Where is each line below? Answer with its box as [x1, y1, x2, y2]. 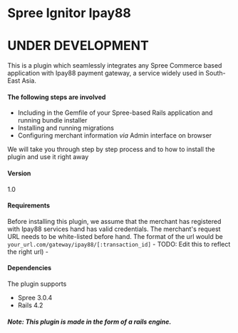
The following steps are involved [7, 93, 106, 101]
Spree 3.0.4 [17, 293, 53, 302]
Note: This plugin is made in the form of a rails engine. [7, 317, 172, 326]
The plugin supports [7, 280, 67, 288]
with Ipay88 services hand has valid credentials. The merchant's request [7, 225, 221, 233]
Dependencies [7, 264, 52, 272]
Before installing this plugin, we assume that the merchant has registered [7, 217, 222, 225]
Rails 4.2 [17, 301, 43, 309]
